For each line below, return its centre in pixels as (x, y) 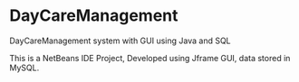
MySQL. (24, 68)
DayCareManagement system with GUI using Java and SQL (120, 41)
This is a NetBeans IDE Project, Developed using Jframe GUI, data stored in (150, 58)
